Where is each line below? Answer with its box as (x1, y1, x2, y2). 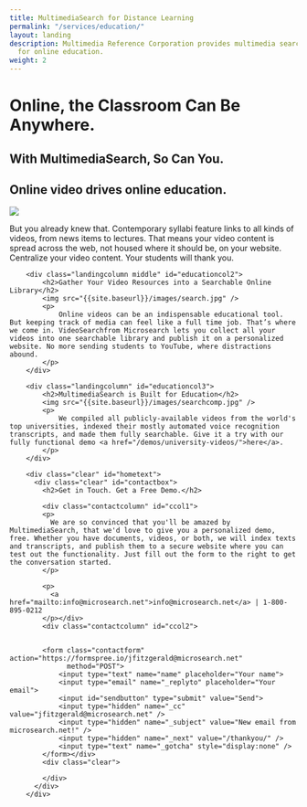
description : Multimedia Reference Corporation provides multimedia (9, 38, 276, 48)
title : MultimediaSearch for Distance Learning (9, 13, 195, 23)
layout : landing (9, 30, 71, 39)
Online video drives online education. (9, 182, 227, 197)
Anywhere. (9, 115, 96, 135)
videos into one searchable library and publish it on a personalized (9, 334, 284, 344)
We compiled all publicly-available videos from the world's (58, 414, 297, 423)
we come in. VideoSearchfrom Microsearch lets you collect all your (9, 326, 276, 335)
